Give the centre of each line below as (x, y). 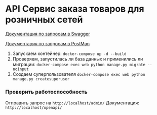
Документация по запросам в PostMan (48, 43)
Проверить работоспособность (46, 92)
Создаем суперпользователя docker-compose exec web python (79, 74)
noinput (21, 69)
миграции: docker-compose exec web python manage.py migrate (79, 64)
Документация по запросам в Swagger (48, 34)
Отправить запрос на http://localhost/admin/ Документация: (72, 103)
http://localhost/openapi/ (34, 108)
